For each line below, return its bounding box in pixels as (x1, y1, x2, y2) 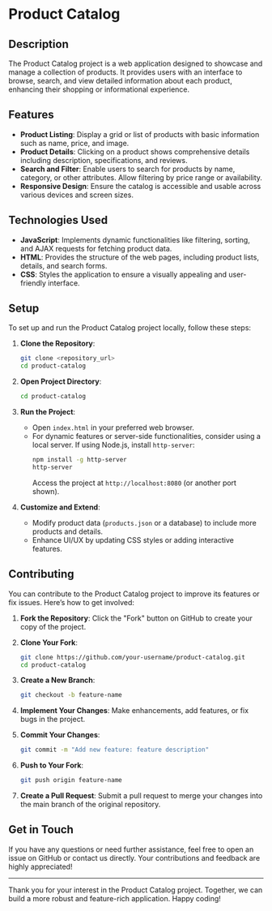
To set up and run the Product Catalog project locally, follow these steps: (8, 323, 252, 333)
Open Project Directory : (19, 376, 102, 386)
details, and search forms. (19, 260, 108, 270)
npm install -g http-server (32, 456, 127, 464)
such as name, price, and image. (19, 138, 130, 148)
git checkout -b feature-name (19, 691, 123, 699)
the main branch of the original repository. (19, 800, 161, 809)
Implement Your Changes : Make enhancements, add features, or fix (19, 706, 249, 715)
